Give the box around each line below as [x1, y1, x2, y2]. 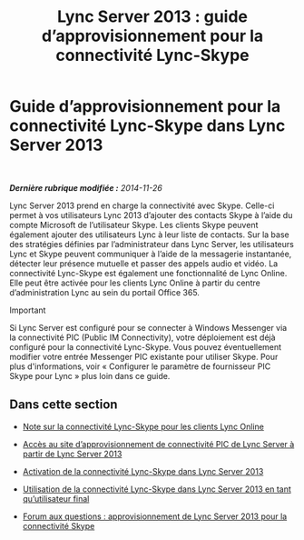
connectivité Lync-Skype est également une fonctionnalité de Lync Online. [9, 267, 288, 278]
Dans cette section [9, 397, 118, 413]
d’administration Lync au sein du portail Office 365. [9, 286, 200, 297]
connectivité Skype [22, 520, 95, 531]
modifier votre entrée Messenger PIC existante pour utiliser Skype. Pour [9, 351, 279, 362]
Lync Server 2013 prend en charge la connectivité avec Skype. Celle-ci [9, 200, 275, 211]
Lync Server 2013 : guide [57, 6, 248, 27]
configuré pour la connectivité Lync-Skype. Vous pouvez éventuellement [9, 341, 282, 352]
